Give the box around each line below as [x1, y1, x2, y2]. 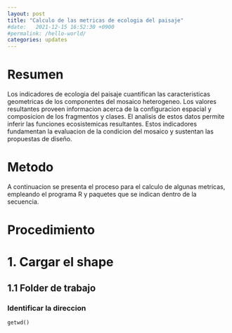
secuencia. [7, 197, 39, 206]
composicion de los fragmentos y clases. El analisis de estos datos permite [7, 112, 225, 121]
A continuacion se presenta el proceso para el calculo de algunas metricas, [7, 183, 226, 190]
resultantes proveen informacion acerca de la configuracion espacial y [7, 105, 212, 113]
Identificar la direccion [7, 303, 86, 313]
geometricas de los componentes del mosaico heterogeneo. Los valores [7, 98, 217, 106]
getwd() [7, 319, 30, 327]
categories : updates [7, 37, 68, 44]
